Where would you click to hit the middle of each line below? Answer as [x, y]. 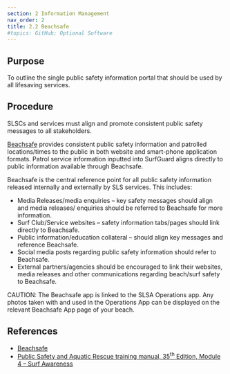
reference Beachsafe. [48, 244]
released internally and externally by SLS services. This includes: [99, 187]
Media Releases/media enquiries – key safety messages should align [115, 200]
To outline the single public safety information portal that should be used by [115, 78]
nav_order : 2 [26, 20]
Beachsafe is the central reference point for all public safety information [109, 179]
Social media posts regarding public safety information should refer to [116, 252]
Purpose [26, 61]
